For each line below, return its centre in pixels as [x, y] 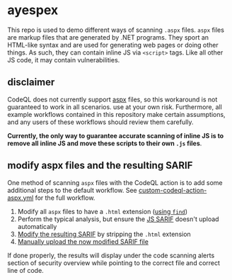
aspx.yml [21, 198]
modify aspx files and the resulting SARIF [100, 166]
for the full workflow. [65, 198]
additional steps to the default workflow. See [72, 190]
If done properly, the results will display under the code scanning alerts [111, 255]
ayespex [33, 10]
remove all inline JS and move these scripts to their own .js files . [105, 143]
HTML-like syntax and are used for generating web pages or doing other [113, 45]
